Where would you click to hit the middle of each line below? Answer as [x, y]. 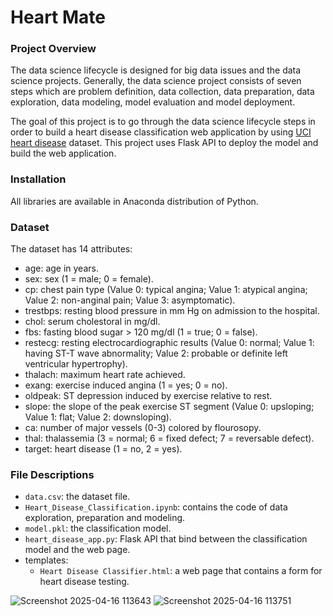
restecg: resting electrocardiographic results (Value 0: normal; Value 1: [169, 343]
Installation [38, 179]
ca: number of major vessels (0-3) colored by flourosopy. [143, 428]
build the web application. [63, 153]
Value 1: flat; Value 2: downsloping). [98, 417]
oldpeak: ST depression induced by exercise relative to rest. [148, 396]
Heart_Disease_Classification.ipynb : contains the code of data [156, 507]
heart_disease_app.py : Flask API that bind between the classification [166, 539]
